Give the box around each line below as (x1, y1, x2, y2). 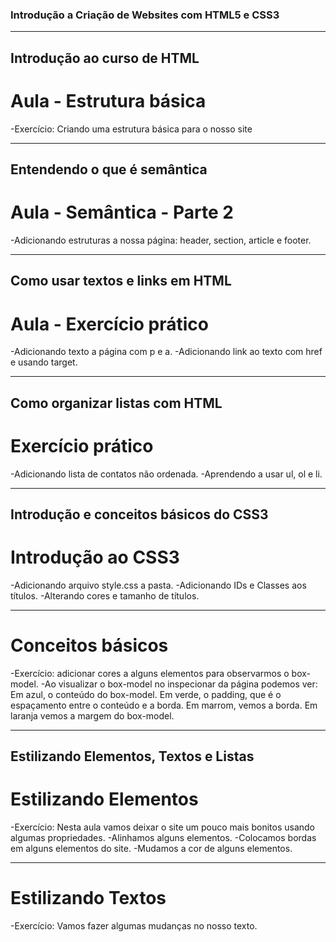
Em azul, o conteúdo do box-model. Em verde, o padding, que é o (10, 688, 282, 700)
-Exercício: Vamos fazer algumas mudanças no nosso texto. (10, 920, 258, 932)
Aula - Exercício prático (10, 313, 209, 335)
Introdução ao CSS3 (10, 546, 180, 569)
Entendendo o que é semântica (10, 161, 208, 178)
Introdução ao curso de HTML (10, 49, 200, 67)
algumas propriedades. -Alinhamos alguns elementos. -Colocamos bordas (10, 832, 317, 844)
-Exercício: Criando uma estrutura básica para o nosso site (10, 123, 253, 135)
